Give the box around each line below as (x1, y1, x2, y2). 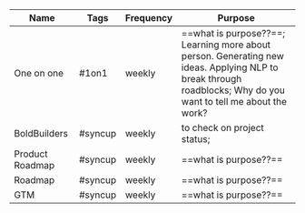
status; (181, 133, 211, 145)
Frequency (125, 12, 173, 24)
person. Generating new (181, 50, 284, 62)
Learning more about (181, 38, 271, 51)
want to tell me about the (181, 96, 288, 107)
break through (181, 73, 242, 85)
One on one (14, 67, 64, 79)
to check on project (181, 122, 265, 134)
